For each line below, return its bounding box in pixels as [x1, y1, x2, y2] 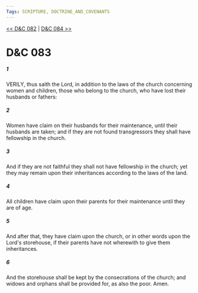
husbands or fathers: [6, 93, 58, 100]
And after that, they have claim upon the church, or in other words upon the [6, 233, 191, 240]
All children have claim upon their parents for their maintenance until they [6, 198, 186, 205]
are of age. [6, 204, 33, 211]
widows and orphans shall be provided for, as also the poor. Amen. [6, 280, 170, 287]
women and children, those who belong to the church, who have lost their [6, 87, 186, 94]
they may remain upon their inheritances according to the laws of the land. [6, 169, 188, 176]
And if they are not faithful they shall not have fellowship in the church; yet [6, 163, 188, 170]
